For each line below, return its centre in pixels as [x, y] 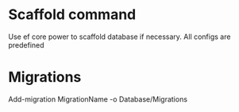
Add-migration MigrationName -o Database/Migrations [98, 99]
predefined [27, 44]
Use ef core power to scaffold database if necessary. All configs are [119, 37]
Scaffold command [72, 15]
